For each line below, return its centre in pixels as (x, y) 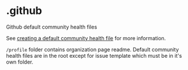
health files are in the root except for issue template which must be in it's (94, 55)
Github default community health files (52, 27)
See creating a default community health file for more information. (86, 38)
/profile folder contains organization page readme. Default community (93, 49)
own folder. (20, 62)
